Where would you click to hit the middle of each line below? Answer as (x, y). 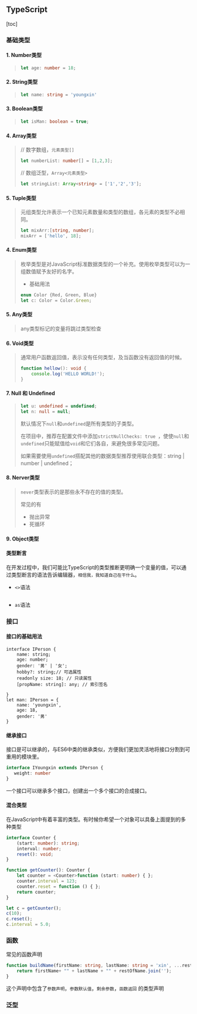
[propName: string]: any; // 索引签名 (62, 684)
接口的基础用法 (24, 637)
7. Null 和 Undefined (31, 393)
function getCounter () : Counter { (48, 870)
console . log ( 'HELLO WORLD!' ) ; (68, 374)
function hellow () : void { (53, 369)
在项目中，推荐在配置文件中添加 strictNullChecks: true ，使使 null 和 (105, 436)
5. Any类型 (19, 315)
